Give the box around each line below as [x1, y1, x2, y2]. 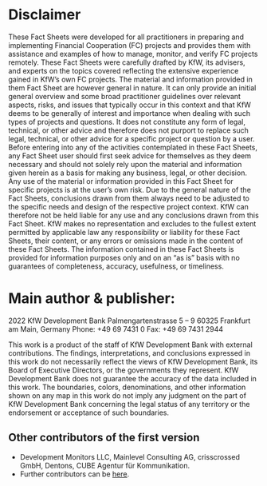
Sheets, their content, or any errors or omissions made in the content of [8, 236, 243, 245]
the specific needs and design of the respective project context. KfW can [8, 201, 249, 211]
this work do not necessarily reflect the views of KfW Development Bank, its [8, 357, 258, 366]
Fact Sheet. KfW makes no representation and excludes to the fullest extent [8, 218, 257, 229]
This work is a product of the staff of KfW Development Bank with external [8, 340, 253, 349]
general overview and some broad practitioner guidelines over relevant [8, 91, 241, 101]
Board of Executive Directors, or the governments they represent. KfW [8, 365, 239, 375]
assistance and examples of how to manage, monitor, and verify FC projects [8, 49, 258, 58]
